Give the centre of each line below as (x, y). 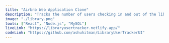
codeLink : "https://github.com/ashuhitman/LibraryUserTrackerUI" (75, 33)
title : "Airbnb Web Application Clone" (47, 10)
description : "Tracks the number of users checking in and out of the (81, 14)
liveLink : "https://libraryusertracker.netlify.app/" (63, 28)
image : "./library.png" (30, 19)
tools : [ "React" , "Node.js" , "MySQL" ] (46, 23)
